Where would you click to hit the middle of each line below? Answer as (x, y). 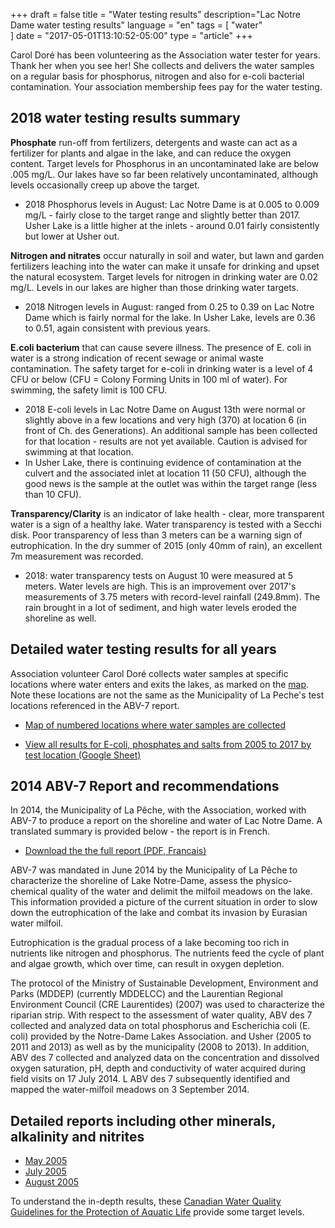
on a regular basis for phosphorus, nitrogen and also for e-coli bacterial (157, 76)
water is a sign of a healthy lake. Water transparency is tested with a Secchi (166, 524)
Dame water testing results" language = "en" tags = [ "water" (136, 25)
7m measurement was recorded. (77, 556)
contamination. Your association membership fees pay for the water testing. (166, 87)
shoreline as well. (60, 618)
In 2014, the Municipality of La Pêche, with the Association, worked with (158, 810)
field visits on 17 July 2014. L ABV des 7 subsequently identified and (150, 1079)
